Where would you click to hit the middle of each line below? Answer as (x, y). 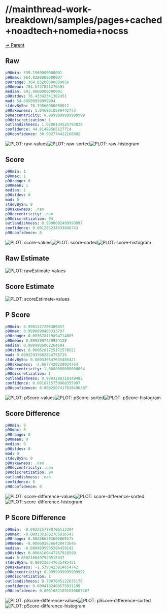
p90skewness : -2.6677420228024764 (42, 364)
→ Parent (15, 45)
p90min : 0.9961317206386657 (35, 327)
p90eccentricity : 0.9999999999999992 (45, 572)
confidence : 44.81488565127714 (38, 130)
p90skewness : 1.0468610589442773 (41, 110)
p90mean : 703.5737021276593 (35, 87)
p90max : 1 (16, 176)
